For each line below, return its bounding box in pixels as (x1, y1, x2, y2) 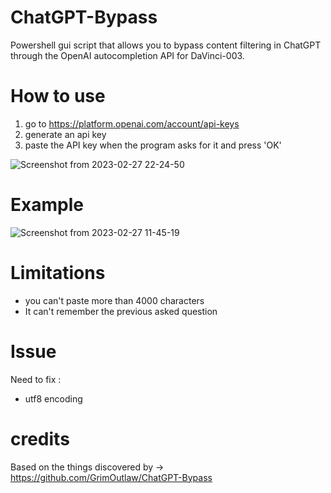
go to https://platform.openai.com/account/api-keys (24, 117, 240, 130)
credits (10, 427, 70, 450)
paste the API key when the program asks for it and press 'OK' (24, 139, 282, 151)
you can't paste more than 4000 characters (24, 294, 205, 306)
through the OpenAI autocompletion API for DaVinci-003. (10, 49, 245, 61)
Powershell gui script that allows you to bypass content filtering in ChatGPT (10, 39, 322, 51)
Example (10, 194, 84, 216)
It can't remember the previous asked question (24, 305, 218, 317)
